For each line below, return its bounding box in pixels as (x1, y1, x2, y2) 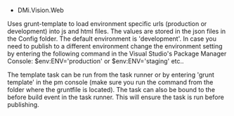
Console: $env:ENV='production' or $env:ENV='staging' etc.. (7, 57, 184, 65)
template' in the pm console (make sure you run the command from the (7, 78, 214, 86)
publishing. (7, 101, 40, 108)
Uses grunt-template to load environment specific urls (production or (7, 20, 207, 27)
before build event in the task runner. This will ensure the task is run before (7, 93, 225, 101)
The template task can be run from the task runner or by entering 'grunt (7, 70, 214, 79)
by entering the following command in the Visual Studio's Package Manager (7, 49, 227, 58)
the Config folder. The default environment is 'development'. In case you (7, 34, 216, 43)
